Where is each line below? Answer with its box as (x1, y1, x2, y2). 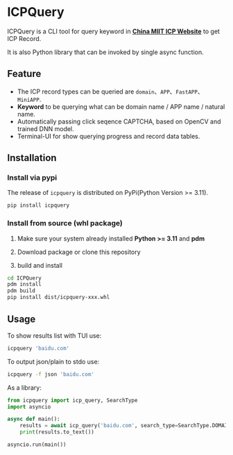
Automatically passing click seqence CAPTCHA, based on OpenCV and (17, 117, 221, 126)
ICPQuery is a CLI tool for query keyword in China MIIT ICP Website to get (7, 27, 221, 35)
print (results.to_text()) (19, 429, 95, 436)
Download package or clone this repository (17, 248, 141, 256)
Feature (7, 68, 42, 80)
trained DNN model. (17, 124, 74, 132)
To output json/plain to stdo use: (7, 357, 100, 366)
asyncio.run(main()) (7, 441, 67, 448)
